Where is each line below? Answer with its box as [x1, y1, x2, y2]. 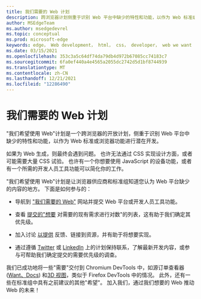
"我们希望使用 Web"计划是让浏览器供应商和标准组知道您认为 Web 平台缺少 [6, 177, 190, 185]
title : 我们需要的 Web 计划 [6, 8, 70, 15]
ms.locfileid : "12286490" [6, 81, 71, 87]
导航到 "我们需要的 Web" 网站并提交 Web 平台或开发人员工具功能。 [14, 198, 181, 205]
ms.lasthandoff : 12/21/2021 [6, 75, 77, 81]
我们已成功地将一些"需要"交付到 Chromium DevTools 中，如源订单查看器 [6, 264, 184, 271]
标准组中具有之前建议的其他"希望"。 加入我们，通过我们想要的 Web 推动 [16, 279, 194, 286]
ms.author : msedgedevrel [6, 25, 68, 32]
